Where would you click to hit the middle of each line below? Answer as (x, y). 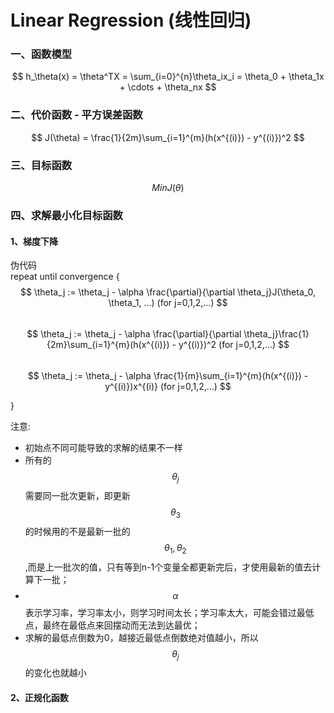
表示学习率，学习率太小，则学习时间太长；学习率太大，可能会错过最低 (169, 612)
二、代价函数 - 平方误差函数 (76, 115)
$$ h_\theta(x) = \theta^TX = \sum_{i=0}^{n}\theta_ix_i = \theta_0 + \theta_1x (168, 77)
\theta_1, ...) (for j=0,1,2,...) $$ (168, 303)
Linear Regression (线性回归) (131, 20)
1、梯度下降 (34, 241)
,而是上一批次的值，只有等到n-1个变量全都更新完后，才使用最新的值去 (168, 567)
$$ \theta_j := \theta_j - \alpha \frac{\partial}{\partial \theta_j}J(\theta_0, (168, 292)
